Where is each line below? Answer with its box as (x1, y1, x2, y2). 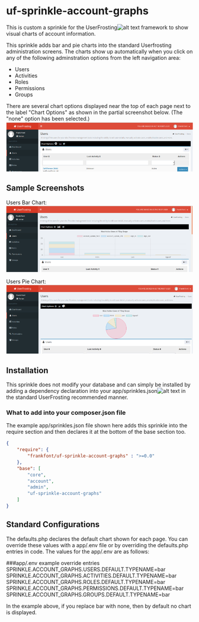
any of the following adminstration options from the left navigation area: (6, 54, 181, 61)
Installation (6, 365, 49, 375)
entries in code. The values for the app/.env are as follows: (6, 548, 150, 555)
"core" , (27, 472, 46, 478)
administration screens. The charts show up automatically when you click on (6, 47, 193, 55)
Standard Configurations (6, 519, 100, 529)
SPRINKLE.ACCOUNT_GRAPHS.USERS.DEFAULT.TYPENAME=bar (6, 566, 166, 573)
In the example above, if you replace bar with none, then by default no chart (6, 602, 191, 610)
